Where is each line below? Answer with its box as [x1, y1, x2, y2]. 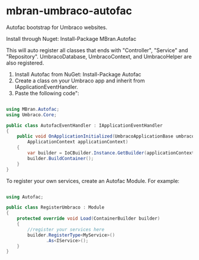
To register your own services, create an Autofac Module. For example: [6, 177, 179, 184]
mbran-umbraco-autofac [6, 4, 132, 18]
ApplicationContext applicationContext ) [27, 139, 129, 145]
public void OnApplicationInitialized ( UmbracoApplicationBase [17, 133, 174, 140]
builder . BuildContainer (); [27, 155, 94, 161]
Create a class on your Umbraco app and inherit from [14, 77, 145, 84]
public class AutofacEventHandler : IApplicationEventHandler [6, 123, 163, 129]
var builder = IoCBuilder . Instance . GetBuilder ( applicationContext [27, 150, 195, 156]
